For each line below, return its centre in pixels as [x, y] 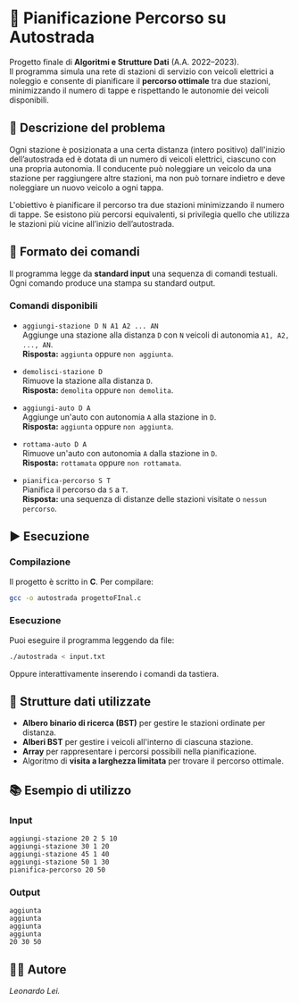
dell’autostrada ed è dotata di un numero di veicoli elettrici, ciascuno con [143, 159]
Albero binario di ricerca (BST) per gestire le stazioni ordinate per [144, 723]
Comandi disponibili [54, 305]
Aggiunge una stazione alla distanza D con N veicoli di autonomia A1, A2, [156, 335]
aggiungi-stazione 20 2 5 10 [63, 839]
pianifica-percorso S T [66, 481]
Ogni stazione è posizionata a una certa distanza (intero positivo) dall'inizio [147, 149]
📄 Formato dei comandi [75, 252]
